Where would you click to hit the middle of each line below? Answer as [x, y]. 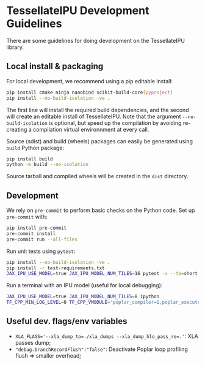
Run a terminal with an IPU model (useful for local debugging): [85, 285]
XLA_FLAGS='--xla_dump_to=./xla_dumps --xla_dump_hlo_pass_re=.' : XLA [106, 336]
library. [15, 47]
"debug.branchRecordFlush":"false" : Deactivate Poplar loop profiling [101, 349]
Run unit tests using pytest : [41, 251]
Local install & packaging [55, 66]
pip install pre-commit [37, 228]
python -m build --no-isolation [47, 165]
